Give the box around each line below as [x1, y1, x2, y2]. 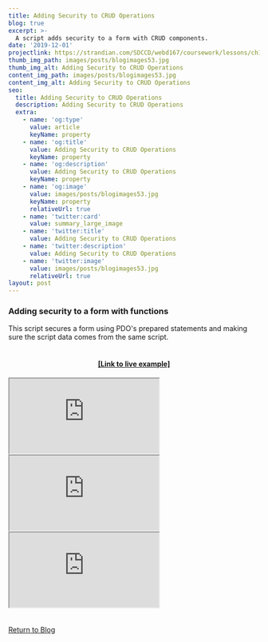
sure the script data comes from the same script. [8, 333, 169, 342]
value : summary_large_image [29, 220, 124, 228]
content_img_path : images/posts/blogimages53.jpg [8, 71, 177, 79]
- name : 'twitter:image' [22, 257, 105, 265]
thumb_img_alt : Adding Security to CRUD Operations [8, 64, 183, 72]
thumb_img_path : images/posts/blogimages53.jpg [8, 57, 170, 65]
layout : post [8, 279, 52, 288]
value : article [29, 123, 81, 131]
